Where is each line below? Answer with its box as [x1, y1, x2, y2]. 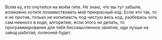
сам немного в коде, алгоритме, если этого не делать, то [5, 19, 125, 25]
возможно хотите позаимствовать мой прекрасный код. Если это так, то [5, 9, 157, 15]
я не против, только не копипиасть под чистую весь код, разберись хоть [5, 14, 158, 20]
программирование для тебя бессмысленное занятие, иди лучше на [5, 25, 149, 30]
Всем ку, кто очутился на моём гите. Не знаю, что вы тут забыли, [5, 4, 142, 10]
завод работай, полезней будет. [5, 30, 72, 35]
